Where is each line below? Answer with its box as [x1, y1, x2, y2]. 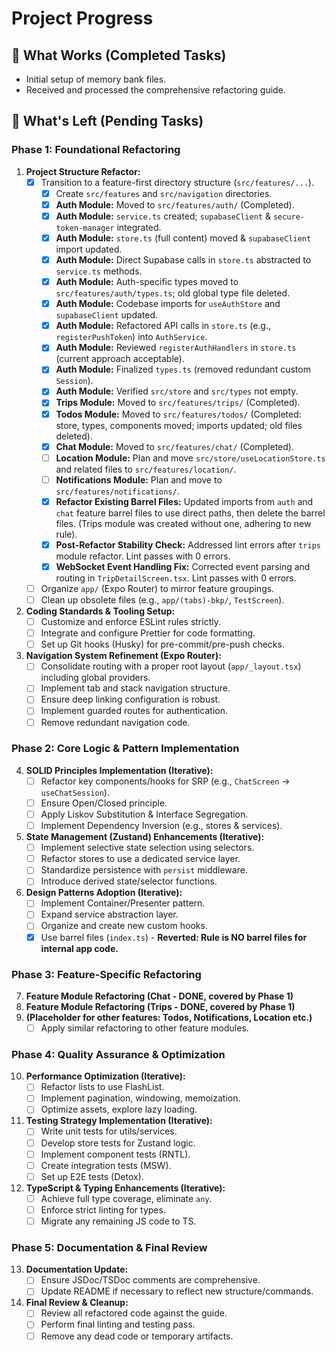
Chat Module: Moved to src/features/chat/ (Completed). [55, 440, 294, 452]
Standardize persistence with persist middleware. [40, 864, 248, 876]
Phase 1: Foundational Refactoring [11, 143, 181, 157]
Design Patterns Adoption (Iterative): [25, 887, 183, 899]
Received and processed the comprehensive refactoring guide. [25, 84, 286, 96]
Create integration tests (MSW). [40, 1159, 172, 1171]
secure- [272, 212, 305, 222]
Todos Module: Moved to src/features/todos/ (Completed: [55, 408, 302, 420]
